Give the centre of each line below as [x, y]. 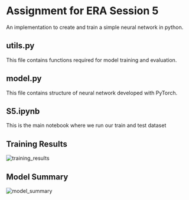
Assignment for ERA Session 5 [82, 11]
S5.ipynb [23, 111]
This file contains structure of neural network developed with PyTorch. [92, 93]
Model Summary [37, 177]
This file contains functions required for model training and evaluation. [92, 60]
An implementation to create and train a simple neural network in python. [95, 27]
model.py [24, 79]
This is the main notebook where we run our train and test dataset [86, 126]
